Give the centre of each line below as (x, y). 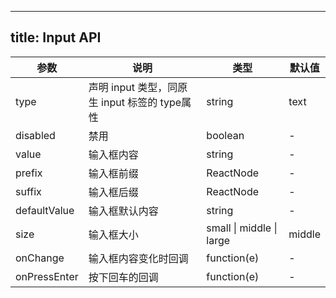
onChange (40, 258)
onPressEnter (47, 276)
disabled (35, 135)
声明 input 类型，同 (133, 87)
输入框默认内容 (123, 211)
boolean (225, 135)
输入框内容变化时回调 (138, 258)
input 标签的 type (141, 102)
